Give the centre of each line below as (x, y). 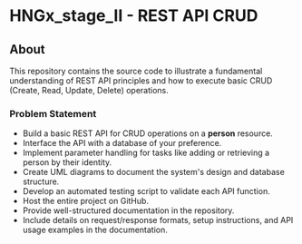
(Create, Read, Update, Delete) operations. (89, 90)
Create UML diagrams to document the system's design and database (154, 172)
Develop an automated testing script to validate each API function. (146, 191)
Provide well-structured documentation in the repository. (128, 210)
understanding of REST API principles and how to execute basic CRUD (141, 81)
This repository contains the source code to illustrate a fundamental (136, 71)
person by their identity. (67, 162)
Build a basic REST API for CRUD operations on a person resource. (148, 133)
